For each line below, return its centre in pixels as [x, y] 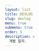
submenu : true [19, 28]
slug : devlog [18, 18]
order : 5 [14, 32]
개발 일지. [18, 41]
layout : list [18, 9]
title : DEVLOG [19, 14]
